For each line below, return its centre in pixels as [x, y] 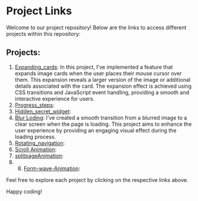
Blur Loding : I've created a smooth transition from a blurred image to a [101, 117]
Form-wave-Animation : [52, 168]
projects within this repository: [43, 33]
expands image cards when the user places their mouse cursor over [98, 73]
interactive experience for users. [55, 98]
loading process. [35, 137]
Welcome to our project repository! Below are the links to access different [96, 27]
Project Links [39, 11]
